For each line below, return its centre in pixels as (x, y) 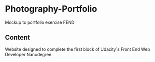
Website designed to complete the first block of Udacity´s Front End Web (78, 49)
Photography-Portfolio (51, 9)
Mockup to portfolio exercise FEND (40, 22)
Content (18, 38)
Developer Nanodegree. (29, 54)
